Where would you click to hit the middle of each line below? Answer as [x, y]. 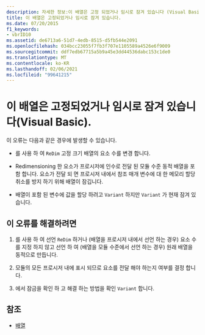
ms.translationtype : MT [37, 58]
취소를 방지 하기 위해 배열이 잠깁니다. [59, 182]
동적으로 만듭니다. [36, 254]
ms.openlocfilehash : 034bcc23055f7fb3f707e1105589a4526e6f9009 [88, 47]
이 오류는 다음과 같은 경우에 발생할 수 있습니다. [62, 140]
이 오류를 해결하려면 [41, 223]
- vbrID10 [19, 35]
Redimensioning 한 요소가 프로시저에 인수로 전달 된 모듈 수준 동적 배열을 [102, 167]
